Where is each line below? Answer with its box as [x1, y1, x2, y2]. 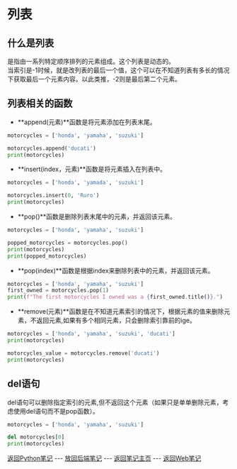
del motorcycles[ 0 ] [7, 434, 65, 441]
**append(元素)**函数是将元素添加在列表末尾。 [17, 118, 157, 126]
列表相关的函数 [7, 97, 73, 110]
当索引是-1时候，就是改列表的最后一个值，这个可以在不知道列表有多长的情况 [7, 66, 230, 75]
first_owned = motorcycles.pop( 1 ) [7, 287, 110, 294]
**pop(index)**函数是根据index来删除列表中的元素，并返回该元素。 [17, 266, 214, 275]
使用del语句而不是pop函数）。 [13, 407, 99, 415]
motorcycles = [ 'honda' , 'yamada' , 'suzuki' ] [7, 179, 144, 187]
